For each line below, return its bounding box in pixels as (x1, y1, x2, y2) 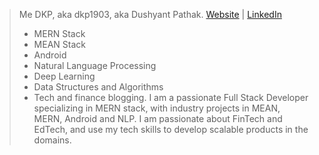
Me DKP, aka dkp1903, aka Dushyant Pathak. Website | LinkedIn (18, 9, 282, 20)
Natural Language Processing (33, 60, 157, 71)
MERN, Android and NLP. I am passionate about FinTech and (33, 113, 283, 124)
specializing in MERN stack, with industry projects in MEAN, (33, 102, 281, 114)
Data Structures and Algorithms (33, 81, 164, 93)
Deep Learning (33, 70, 96, 82)
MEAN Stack (33, 39, 86, 50)
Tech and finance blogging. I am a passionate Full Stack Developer (33, 92, 309, 103)
